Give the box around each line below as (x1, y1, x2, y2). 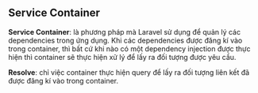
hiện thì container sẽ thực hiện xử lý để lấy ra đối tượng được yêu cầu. (8, 52, 237, 61)
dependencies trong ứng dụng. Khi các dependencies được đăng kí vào (8, 35, 243, 45)
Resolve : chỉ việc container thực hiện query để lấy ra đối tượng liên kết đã (8, 67, 250, 77)
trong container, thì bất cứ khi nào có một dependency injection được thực (8, 43, 251, 54)
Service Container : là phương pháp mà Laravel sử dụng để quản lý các (8, 27, 241, 36)
